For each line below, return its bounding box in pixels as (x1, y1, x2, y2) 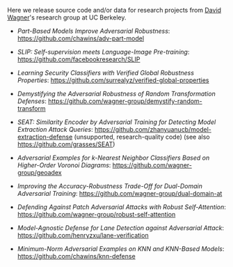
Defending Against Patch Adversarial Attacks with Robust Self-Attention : (17, 203, 226, 211)
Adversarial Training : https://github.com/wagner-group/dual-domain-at (17, 190, 223, 197)
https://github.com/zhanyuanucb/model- (94, 125, 212, 133)
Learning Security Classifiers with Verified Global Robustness (17, 69, 195, 77)
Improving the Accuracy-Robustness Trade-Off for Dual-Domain (17, 182, 203, 190)
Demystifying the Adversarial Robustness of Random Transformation (17, 90, 216, 98)
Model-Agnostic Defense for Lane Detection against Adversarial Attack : (17, 224, 225, 232)
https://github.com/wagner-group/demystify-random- (47, 97, 203, 105)
